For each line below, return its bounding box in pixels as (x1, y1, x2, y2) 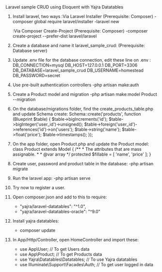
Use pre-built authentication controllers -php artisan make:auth (12, 82, 139, 88)
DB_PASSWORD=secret (12, 73, 60, 78)
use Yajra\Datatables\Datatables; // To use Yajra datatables (19, 256, 138, 262)
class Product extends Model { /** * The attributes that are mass (12, 146, 142, 152)
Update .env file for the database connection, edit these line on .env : (12, 57, 151, 63)
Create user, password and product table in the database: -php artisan (12, 161, 154, 166)
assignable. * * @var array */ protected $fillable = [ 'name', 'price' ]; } (12, 151, 151, 157)
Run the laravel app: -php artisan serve (12, 176, 91, 181)
